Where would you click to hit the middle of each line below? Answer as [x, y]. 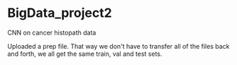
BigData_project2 [60, 13]
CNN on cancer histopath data [52, 32]
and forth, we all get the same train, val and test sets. [85, 54]
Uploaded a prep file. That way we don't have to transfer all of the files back [118, 46]
